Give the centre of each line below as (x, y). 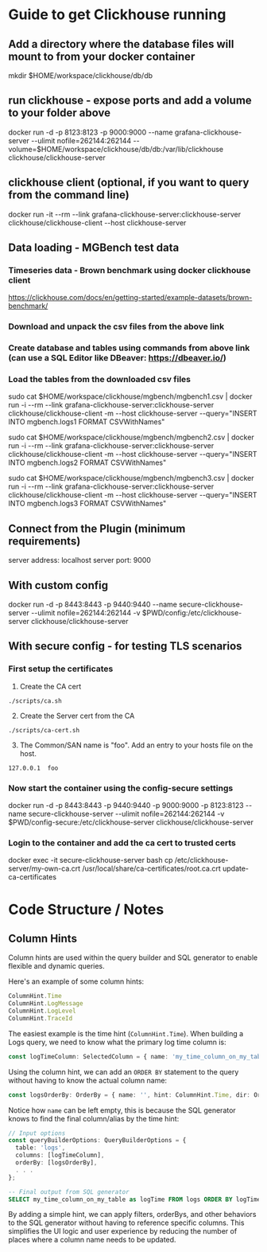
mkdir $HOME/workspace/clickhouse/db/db (81, 76)
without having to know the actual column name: (88, 1080)
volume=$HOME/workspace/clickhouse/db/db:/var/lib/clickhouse (116, 149)
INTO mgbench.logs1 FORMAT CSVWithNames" (87, 422)
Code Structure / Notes (86, 909)
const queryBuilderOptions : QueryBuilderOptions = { (97, 1141)
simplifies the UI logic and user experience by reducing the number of (123, 1231)
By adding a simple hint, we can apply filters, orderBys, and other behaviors (132, 1215)
